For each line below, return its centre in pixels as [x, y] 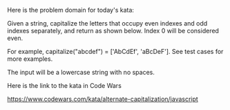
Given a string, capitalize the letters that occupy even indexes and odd [107, 23]
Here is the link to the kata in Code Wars [65, 85]
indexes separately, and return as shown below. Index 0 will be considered [113, 31]
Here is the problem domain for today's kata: [71, 10]
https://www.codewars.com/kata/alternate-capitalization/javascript [103, 99]
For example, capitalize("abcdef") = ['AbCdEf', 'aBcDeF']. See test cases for [115, 52]
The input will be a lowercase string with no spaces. [81, 72]
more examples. [30, 59]
